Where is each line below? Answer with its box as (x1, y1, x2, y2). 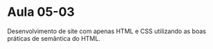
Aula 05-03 (7, 4, 75, 20)
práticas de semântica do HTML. (7, 34, 101, 42)
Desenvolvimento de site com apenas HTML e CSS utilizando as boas (7, 27, 207, 35)
